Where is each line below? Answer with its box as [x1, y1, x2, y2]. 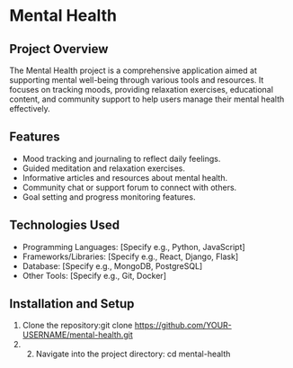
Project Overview [9, 41, 109, 57]
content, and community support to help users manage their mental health [9, 94, 285, 104]
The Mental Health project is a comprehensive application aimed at [9, 65, 258, 76]
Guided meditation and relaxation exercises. [22, 163, 186, 174]
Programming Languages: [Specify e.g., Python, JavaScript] [22, 241, 245, 252]
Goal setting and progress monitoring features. [22, 191, 196, 202]
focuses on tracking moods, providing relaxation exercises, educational [9, 85, 274, 94]
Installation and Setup [9, 296, 135, 311]
